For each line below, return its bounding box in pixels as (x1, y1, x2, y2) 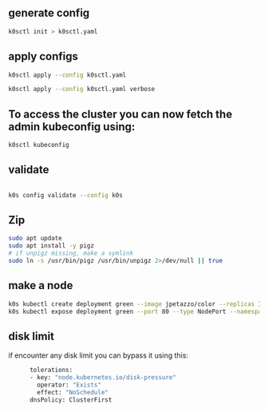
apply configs (8, 50, 78, 63)
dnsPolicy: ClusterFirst (29, 395, 112, 404)
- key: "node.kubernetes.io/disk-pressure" (29, 374, 177, 382)
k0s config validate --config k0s (8, 191, 124, 199)
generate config (8, 6, 90, 20)
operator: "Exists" (37, 381, 102, 390)
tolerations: (29, 366, 73, 374)
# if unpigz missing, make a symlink (8, 249, 134, 258)
